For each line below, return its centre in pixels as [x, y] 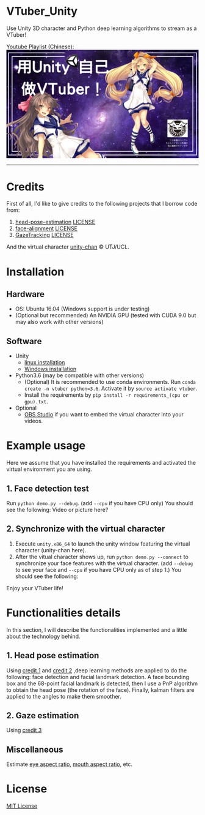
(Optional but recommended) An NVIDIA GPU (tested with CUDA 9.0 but [106, 315]
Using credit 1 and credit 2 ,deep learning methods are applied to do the [97, 670]
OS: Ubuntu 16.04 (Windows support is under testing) [82, 309]
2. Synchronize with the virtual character [86, 529]
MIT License [22, 806]
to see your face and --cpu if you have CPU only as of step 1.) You [98, 569]
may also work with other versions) [59, 322]
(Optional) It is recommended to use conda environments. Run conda [110, 382]
